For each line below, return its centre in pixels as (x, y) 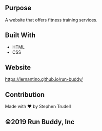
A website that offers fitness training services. (51, 20)
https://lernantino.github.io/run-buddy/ (44, 79)
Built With (20, 35)
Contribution (25, 95)
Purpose (18, 8)
